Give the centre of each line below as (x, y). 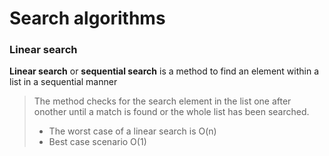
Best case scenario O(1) (97, 142)
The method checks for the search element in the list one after (162, 101)
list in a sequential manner (63, 82)
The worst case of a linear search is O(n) (132, 131)
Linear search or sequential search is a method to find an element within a (164, 71)
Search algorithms (87, 18)
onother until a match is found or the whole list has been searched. (171, 112)
